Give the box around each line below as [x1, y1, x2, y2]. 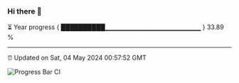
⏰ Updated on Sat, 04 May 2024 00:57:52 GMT [7, 53, 147, 62]
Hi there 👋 [7, 6, 43, 16]
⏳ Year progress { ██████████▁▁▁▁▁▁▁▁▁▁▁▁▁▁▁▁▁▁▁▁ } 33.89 [7, 23, 224, 31]
